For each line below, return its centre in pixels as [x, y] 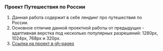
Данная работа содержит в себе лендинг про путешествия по [77, 18]
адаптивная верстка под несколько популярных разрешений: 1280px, [85, 33]
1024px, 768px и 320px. [36, 38]
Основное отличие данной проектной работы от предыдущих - [78, 28]
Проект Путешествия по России [45, 7]
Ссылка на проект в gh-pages [43, 44]
